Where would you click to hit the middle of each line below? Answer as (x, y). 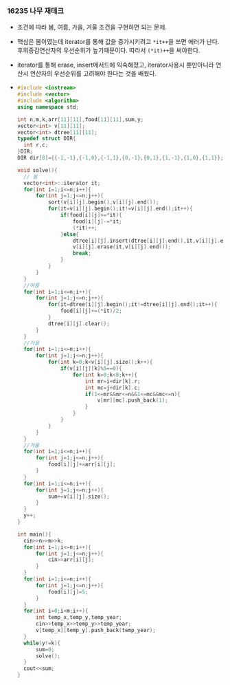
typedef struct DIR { (46, 139)
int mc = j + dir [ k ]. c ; (113, 388)
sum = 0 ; (45, 649)
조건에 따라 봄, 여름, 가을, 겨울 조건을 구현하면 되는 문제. (92, 27)
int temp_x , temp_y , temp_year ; (79, 618)
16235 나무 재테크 (35, 10)
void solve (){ (37, 170)
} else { (70, 234)
